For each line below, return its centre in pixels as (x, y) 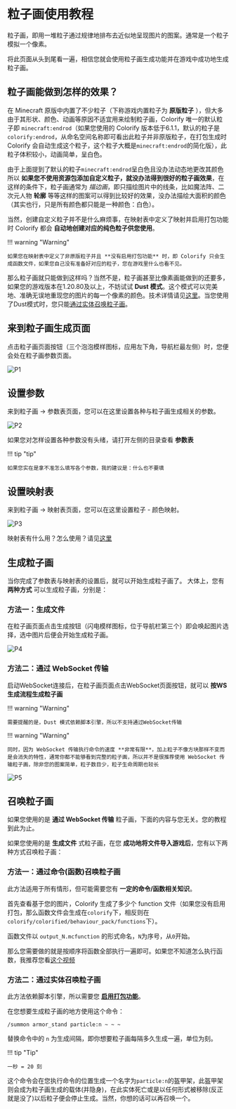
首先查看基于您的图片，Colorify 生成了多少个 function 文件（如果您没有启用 (117, 903)
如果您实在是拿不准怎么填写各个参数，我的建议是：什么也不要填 (86, 468)
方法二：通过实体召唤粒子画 (54, 980)
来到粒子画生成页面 (49, 329)
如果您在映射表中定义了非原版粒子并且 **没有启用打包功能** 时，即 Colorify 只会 (113, 256)
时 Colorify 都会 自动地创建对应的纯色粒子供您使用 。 (83, 228)
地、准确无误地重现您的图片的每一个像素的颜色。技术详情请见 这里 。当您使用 (118, 295)
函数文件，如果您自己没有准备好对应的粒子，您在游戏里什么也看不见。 (99, 264)
